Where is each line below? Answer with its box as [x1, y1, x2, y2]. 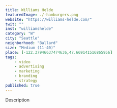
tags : [5, 54, 17, 60]
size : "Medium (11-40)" [5, 45, 56, 50]
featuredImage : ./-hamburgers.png [5, 12, 79, 17]
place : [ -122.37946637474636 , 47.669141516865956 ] [5, 50, 113, 55]
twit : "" [5, 21, 24, 27]
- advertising [14, 64, 44, 69]
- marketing [14, 69, 40, 74]
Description [5, 97, 30, 103]
